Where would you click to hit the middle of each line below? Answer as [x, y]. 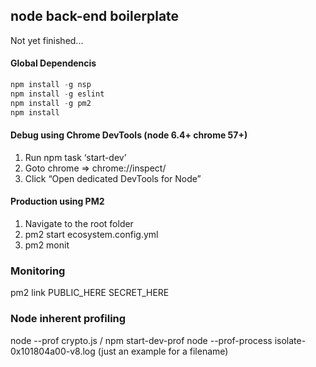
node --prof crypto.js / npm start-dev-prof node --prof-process [141, 340]
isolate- [290, 340]
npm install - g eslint [57, 94]
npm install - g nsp [51, 85]
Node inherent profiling [68, 319]
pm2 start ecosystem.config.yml [91, 234]
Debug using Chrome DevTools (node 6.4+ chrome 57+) [129, 135]
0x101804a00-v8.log [53, 351]
